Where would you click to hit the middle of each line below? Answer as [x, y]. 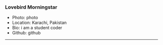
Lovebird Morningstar [31, 7]
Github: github [26, 33]
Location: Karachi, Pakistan [39, 22]
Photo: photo [25, 18]
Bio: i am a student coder [37, 28]
